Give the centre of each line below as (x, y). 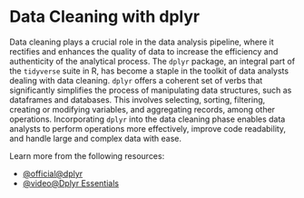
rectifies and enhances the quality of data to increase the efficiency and (144, 51)
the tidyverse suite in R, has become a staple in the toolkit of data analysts (149, 71)
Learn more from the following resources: (87, 155)
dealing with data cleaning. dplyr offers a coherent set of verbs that (136, 80)
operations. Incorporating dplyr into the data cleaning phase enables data (147, 119)
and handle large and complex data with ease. (96, 138)
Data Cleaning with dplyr (105, 17)
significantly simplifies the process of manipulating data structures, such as (151, 90)
